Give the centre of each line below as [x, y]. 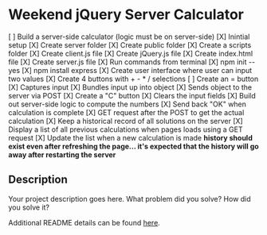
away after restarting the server [62, 154]
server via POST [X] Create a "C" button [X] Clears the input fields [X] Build [132, 95]
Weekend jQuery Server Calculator [126, 15]
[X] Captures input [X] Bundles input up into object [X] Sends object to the [130, 87]
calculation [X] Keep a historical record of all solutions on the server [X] [126, 121]
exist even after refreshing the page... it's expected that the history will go [133, 146]
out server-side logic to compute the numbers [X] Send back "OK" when [128, 104]
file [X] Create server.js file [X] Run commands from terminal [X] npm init [128, 62]
